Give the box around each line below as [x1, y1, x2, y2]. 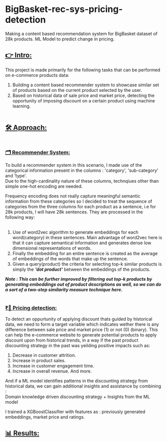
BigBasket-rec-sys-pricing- [5, 3, 123, 15]
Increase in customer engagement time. [12, 363, 95, 369]
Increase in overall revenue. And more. [12, 368, 92, 374]
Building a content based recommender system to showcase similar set [12, 81, 160, 88]
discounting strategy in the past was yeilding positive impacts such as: [5, 342, 151, 348]
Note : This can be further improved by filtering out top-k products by [5, 276, 153, 282]
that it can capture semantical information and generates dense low [12, 240, 152, 246]
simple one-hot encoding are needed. [5, 183, 83, 189]
